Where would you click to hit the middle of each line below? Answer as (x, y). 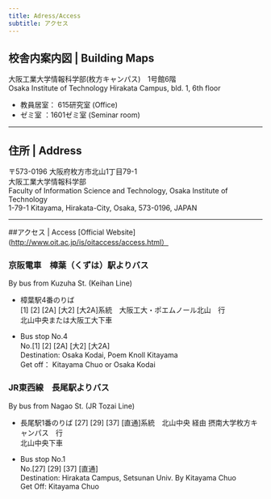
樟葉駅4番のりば (47, 300)
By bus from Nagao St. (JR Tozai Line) (72, 406)
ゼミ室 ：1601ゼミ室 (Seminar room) (80, 115)
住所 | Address (45, 150)
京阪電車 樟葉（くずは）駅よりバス (79, 265)
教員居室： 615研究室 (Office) (69, 105)
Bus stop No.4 (44, 336)
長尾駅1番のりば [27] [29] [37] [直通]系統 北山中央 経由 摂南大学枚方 (135, 422)
